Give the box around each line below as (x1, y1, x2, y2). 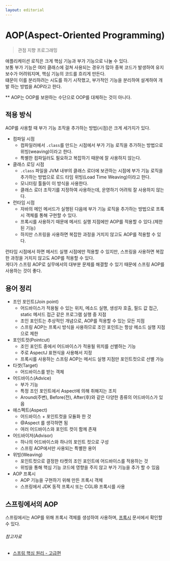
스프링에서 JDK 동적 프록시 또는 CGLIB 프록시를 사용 (20, 483, 126, 490)
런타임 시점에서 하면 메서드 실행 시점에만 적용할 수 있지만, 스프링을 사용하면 (5, 248, 155, 255)
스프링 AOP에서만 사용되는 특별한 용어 (20, 445, 97, 451)
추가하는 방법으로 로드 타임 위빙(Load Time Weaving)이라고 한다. (20, 174, 151, 180)
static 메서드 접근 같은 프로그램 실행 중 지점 (20, 312, 107, 318)
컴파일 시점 (12, 136, 35, 142)
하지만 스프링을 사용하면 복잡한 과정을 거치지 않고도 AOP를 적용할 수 (20, 232, 156, 238)
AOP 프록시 (12, 471, 36, 477)
